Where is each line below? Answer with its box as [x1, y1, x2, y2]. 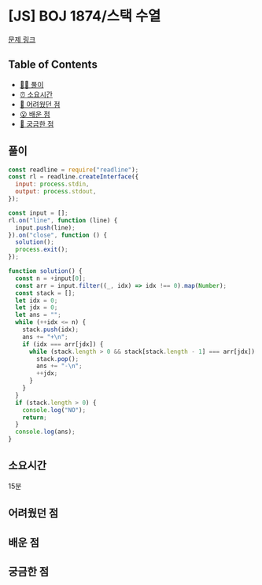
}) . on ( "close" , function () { [8, 231, 108, 239]
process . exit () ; [15, 245, 68, 254]
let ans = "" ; [15, 311, 61, 319]
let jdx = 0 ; [15, 304, 58, 311]
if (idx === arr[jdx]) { [22, 340, 104, 348]
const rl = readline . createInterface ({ [8, 173, 139, 181]
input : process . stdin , [15, 180, 90, 189]
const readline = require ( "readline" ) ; [8, 166, 139, 174]
